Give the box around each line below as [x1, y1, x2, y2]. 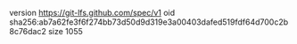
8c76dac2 [9, 26, 47, 36]
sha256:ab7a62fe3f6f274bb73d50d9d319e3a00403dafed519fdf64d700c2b [9, 17, 289, 27]
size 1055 [47, 26, 83, 36]
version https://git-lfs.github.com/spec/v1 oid [9, 8, 176, 18]
